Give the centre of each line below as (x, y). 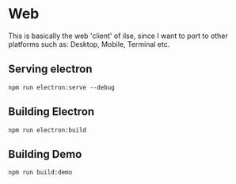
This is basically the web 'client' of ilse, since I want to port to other (118, 36)
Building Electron (51, 112)
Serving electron (50, 69)
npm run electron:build (48, 130)
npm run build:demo (40, 172)
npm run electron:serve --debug (61, 87)
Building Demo (45, 154)
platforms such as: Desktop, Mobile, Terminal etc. (89, 44)
